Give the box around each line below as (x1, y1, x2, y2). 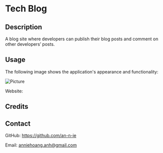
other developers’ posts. (5, 41, 55, 47)
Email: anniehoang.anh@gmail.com (5, 142, 77, 148)
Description (5, 23, 42, 31)
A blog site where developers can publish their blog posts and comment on (5, 36, 159, 42)
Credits (5, 102, 29, 111)
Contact (5, 119, 31, 128)
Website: (5, 88, 23, 94)
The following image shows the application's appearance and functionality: (5, 69, 159, 75)
